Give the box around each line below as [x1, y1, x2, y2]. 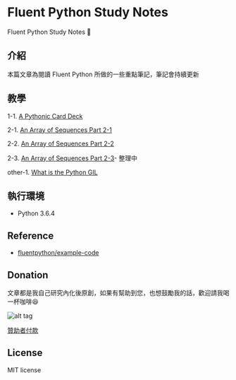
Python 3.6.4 [17, 209, 55, 218]
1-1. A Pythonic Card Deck [7, 112, 83, 120]
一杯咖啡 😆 [7, 297, 39, 306]
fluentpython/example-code [17, 249, 99, 257]
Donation [7, 269, 49, 281]
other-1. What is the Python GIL [7, 167, 98, 177]
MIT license [7, 365, 42, 374]
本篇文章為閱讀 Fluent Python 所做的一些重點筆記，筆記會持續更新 [7, 70, 199, 78]
